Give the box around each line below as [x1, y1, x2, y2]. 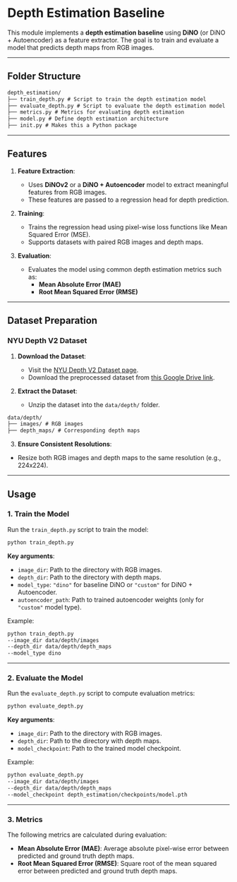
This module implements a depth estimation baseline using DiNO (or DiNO [7, 28, 226, 37]
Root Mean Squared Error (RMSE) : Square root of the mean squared [17, 859, 217, 868]
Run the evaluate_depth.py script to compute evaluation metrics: [7, 689, 195, 698]
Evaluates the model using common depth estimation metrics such [28, 265, 222, 273]
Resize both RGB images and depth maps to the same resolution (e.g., [17, 454, 221, 462]
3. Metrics [7, 814, 43, 824]
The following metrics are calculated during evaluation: [7, 830, 167, 839]
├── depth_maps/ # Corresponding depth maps [7, 427, 140, 435]
